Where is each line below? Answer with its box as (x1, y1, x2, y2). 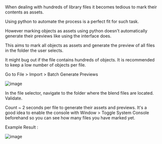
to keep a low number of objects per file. (5, 62, 86, 68)
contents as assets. (5, 9, 44, 15)
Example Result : (5, 124, 39, 130)
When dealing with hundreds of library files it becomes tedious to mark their (5, 4, 157, 10)
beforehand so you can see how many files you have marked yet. (5, 115, 135, 120)
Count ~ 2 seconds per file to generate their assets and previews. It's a (5, 105, 147, 110)
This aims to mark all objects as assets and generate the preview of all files (5, 43, 155, 48)
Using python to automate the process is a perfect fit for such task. (5, 19, 139, 24)
